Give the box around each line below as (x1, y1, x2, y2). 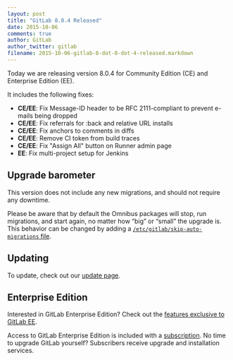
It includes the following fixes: (7, 90, 94, 99)
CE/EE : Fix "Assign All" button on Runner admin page (17, 141, 172, 150)
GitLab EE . (7, 318, 37, 326)
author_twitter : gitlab (7, 43, 77, 50)
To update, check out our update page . (7, 271, 121, 280)
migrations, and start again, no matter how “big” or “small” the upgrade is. (7, 217, 222, 225)
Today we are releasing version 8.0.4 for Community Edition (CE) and (7, 68, 208, 78)
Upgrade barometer (7, 169, 96, 181)
